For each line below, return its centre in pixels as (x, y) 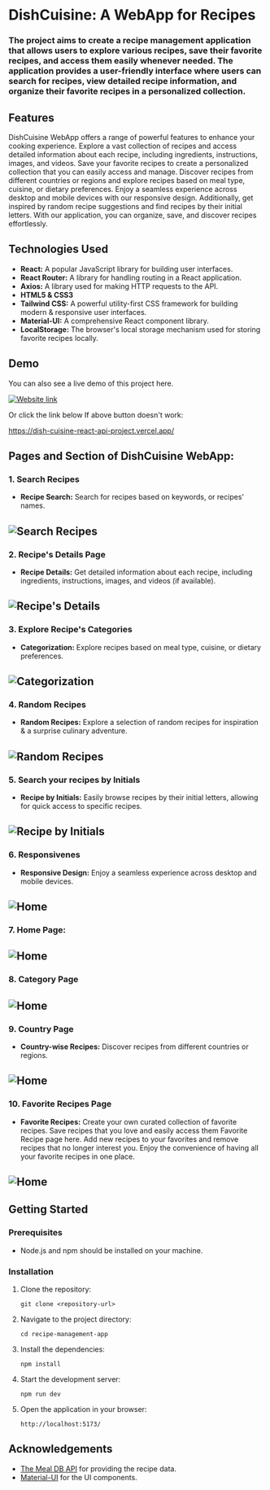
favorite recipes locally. (59, 338)
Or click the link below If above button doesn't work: (96, 415)
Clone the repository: (56, 1289)
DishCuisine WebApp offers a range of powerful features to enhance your (132, 137)
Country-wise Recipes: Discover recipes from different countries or (135, 1046)
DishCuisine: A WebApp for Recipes (132, 15)
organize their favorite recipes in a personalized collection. (127, 91)
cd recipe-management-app (64, 1335)
